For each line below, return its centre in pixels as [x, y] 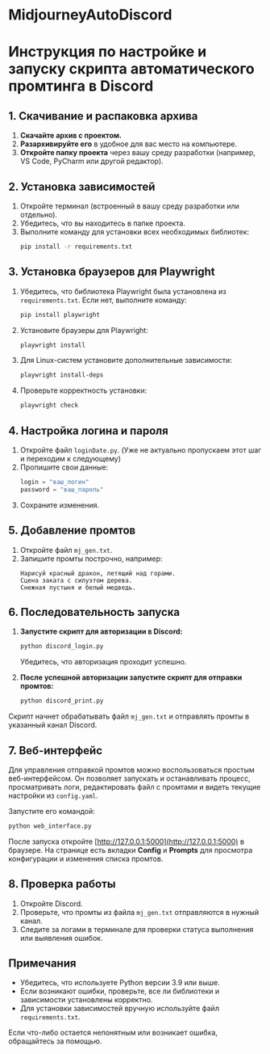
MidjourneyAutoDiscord [90, 15]
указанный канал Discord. [53, 725]
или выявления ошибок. [61, 938]
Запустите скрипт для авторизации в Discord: [101, 631]
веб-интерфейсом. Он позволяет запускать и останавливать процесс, [130, 778]
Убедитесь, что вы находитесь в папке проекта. [102, 223]
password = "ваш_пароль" [62, 489]
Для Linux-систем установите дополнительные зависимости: [126, 360]
